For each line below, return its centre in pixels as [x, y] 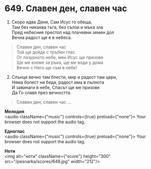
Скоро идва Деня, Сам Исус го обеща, [52, 22]
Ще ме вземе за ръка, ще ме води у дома [60, 62]
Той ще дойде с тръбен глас [46, 52]
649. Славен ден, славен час [66, 9]
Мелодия [15, 111]
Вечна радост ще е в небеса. [42, 38]
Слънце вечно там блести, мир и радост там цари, [64, 77]
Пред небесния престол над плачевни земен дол [63, 32]
